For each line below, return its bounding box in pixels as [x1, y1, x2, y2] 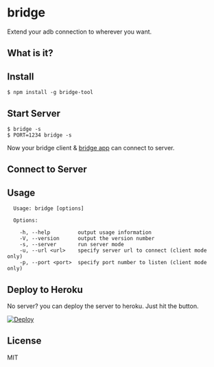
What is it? [7, 47, 53, 59]
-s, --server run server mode [19, 241, 125, 248]
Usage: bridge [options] [13, 205, 84, 212]
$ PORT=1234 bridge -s [7, 132, 72, 139]
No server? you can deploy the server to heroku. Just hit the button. [7, 302, 199, 310]
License [7, 335, 42, 347]
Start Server [7, 108, 60, 119]
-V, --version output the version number [19, 235, 155, 242]
